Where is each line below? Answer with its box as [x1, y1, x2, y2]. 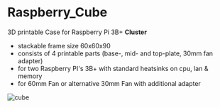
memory [17, 72, 43, 80]
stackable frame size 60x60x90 [17, 41, 111, 50]
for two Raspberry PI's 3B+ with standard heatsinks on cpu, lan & [17, 64, 209, 72]
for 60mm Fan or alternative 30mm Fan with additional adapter [17, 79, 201, 87]
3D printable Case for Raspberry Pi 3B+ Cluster [7, 28, 148, 36]
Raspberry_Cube [7, 4, 108, 21]
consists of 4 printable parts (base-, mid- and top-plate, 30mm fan [17, 49, 214, 58]
